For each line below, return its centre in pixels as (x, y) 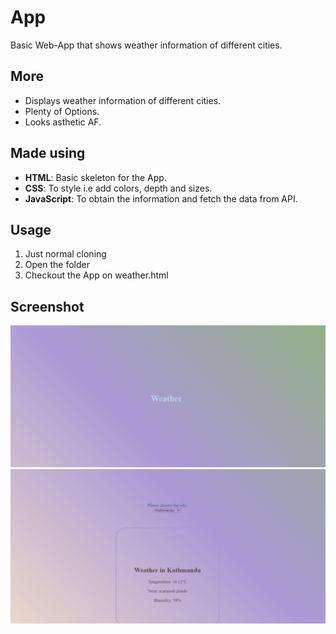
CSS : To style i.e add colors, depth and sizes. (118, 188)
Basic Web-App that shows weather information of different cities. (146, 45)
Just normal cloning (65, 254)
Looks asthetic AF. (63, 122)
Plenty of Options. (62, 111)
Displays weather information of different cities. (123, 100)
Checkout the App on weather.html (96, 275)
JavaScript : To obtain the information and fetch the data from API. (161, 198)
